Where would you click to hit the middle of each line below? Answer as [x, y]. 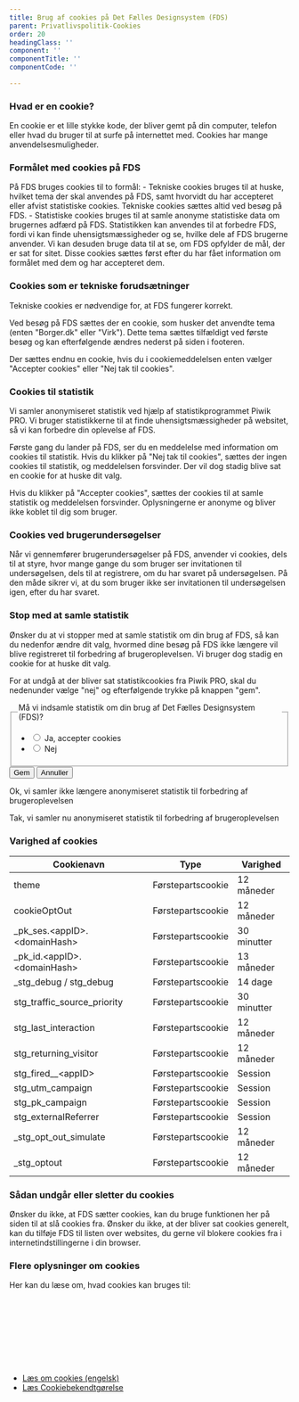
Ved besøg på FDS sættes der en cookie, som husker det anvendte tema [142, 323]
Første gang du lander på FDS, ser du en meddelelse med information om [144, 448]
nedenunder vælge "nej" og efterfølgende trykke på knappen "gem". [135, 690]
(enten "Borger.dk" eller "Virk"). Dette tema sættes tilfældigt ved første [139, 332]
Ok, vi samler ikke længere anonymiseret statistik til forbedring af [129, 791]
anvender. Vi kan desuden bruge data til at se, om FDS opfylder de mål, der [147, 244]
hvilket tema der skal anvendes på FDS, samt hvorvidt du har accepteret [141, 196]
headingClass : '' [41, 42]
